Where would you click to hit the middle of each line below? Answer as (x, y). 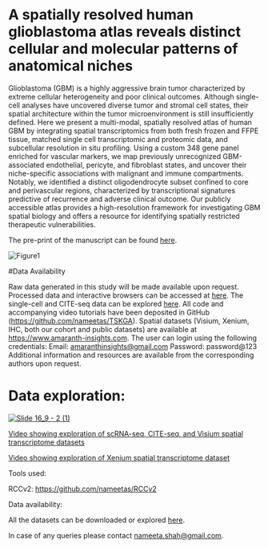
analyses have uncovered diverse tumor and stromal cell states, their (135, 105)
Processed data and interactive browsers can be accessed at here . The (126, 295)
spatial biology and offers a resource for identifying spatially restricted (124, 216)
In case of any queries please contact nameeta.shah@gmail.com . (116, 535)
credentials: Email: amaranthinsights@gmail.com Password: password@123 (133, 346)
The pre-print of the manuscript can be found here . (93, 240)
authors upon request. (45, 363)
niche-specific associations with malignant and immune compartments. (126, 173)
